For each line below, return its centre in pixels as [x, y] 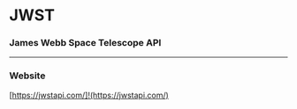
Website [27, 76]
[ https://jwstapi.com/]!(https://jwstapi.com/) [89, 95]
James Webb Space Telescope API [85, 43]
